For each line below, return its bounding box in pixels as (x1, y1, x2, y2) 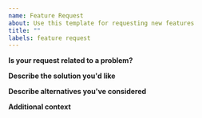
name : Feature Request (8, 11, 84, 20)
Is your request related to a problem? (8, 56, 133, 65)
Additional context (8, 102, 72, 112)
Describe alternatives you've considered (8, 87, 147, 96)
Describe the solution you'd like (8, 71, 116, 81)
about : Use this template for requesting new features (8, 19, 195, 27)
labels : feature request (8, 33, 91, 42)
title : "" (8, 26, 42, 34)
